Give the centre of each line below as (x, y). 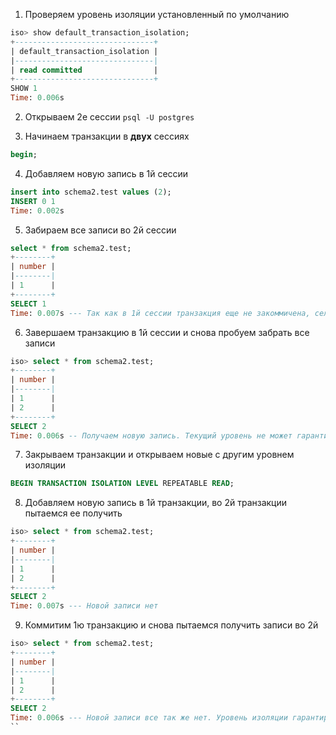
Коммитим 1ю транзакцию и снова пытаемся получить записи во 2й (171, 625)
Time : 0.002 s (37, 210)
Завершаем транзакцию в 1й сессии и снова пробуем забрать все (167, 332)
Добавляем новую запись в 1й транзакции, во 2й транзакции (156, 503)
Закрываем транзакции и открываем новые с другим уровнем (159, 455)
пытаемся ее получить (73, 513)
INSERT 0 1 (33, 201)
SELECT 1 (28, 304)
